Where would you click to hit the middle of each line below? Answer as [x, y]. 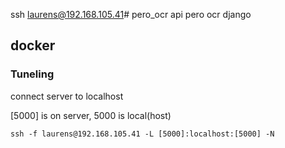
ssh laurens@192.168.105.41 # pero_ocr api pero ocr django [131, 14]
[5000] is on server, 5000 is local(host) [91, 115]
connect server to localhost [67, 96]
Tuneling [32, 74]
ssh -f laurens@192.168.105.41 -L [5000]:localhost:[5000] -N [142, 134]
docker [33, 45]
